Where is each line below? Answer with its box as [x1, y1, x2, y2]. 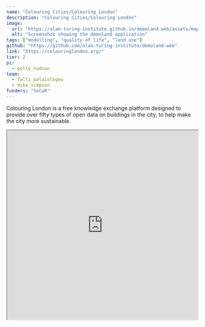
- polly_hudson [12, 65, 50, 72]
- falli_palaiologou [12, 76, 64, 83]
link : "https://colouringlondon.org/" [6, 49, 104, 55]
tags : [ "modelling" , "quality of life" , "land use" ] [6, 37, 143, 43]
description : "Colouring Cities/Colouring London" [6, 15, 137, 21]
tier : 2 [6, 54, 26, 60]
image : [6, 20, 23, 26]
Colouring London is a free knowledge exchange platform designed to [6, 104, 181, 112]
